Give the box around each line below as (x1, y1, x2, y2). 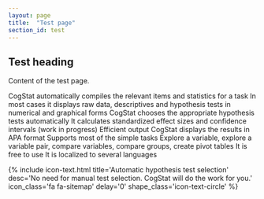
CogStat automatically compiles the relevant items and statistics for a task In (8, 91, 256, 101)
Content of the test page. (8, 76, 90, 86)
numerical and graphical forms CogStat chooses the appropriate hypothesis (8, 108, 255, 118)
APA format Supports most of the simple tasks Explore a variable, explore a (8, 133, 252, 142)
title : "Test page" (8, 19, 76, 27)
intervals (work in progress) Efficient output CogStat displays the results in (8, 125, 250, 135)
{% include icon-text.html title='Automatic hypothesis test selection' (8, 165, 229, 175)
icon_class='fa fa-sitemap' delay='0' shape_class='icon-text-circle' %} (8, 182, 239, 191)
